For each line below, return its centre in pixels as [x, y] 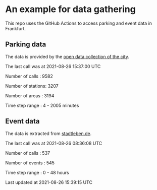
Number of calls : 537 [28, 153]
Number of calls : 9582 [29, 76]
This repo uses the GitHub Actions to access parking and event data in [79, 23]
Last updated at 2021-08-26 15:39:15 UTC [49, 182]
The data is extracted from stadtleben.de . [48, 133]
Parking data [26, 45]
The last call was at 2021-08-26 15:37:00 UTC [53, 66]
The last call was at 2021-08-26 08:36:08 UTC [54, 143]
